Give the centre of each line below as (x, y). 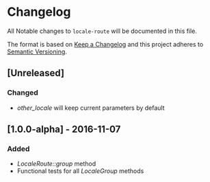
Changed (23, 93)
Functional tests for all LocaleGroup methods (80, 171)
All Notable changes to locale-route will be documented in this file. (102, 31)
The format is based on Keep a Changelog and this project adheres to (105, 44)
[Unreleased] (36, 73)
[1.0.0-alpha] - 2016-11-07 (64, 129)
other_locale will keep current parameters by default (91, 108)
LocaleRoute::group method (56, 164)
